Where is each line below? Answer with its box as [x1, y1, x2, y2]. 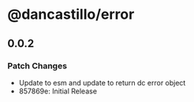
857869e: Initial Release [18, 86, 98, 96]
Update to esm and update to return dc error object [18, 78, 186, 87]
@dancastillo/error [7, 5, 135, 24]
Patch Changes [7, 60, 68, 71]
